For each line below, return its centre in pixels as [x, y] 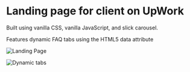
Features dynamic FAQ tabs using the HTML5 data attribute [80, 39]
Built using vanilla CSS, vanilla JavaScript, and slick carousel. [82, 28]
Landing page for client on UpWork [95, 11]
